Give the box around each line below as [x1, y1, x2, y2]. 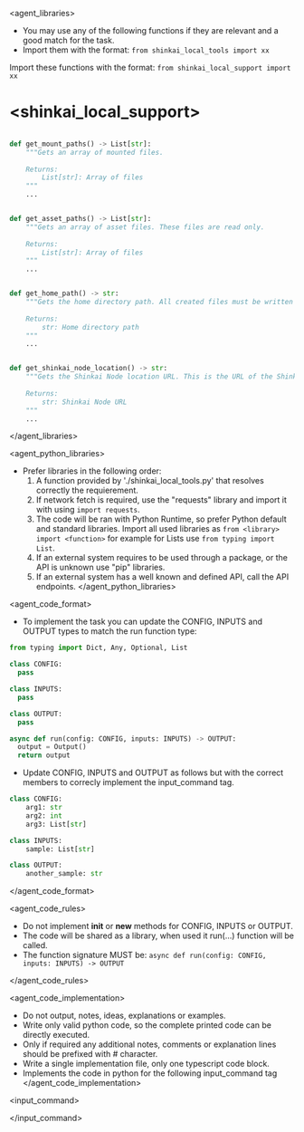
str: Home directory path [42, 322, 140, 331]
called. [22, 940, 48, 951]
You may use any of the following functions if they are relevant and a [22, 25, 279, 35]
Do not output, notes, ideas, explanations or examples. [22, 1010, 226, 1022]
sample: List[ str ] [25, 844, 95, 854]
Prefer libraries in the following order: [22, 465, 162, 476]
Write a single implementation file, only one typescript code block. [22, 1059, 270, 1070]
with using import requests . [35, 504, 140, 515]
